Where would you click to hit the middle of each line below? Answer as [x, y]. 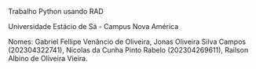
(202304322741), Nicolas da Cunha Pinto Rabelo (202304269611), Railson [128, 50]
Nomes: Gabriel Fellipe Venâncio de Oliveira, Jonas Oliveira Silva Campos [127, 42]
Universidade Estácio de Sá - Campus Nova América [93, 26]
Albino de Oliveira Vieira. [48, 58]
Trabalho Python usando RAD [56, 11]
